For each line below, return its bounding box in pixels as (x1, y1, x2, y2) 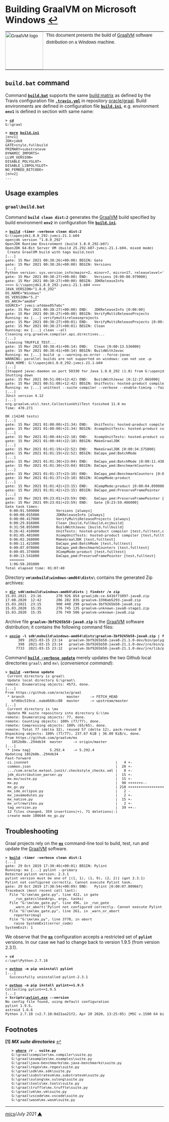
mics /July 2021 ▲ (5, 1111, 42, 1117)
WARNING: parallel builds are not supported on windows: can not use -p (5, 357, 152, 362)
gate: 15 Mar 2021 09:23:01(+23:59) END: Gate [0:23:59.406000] (5, 500, 139, 505)
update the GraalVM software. (5, 846, 68, 852)
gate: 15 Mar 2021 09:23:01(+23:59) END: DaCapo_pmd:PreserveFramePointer (5, 496, 160, 501)
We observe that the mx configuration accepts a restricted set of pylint (5, 934, 152, 940)
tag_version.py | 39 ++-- (7, 805, 137, 810)
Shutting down (5, 373, 33, 378)
